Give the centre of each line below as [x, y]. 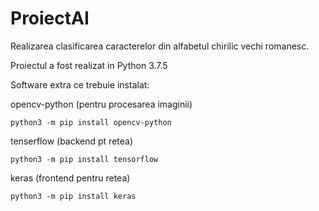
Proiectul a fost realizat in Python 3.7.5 [89, 65]
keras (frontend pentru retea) [70, 178]
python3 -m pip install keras [73, 196]
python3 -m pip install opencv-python [91, 122]
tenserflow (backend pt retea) [72, 141]
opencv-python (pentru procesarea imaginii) [101, 104]
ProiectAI [50, 18]
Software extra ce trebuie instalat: [80, 84]
